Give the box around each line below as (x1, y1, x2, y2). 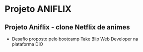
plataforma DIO (11, 41, 43, 47)
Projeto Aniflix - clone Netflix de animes (4, 23, 130, 31)
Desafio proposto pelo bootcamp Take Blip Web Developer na (11, 36, 139, 42)
